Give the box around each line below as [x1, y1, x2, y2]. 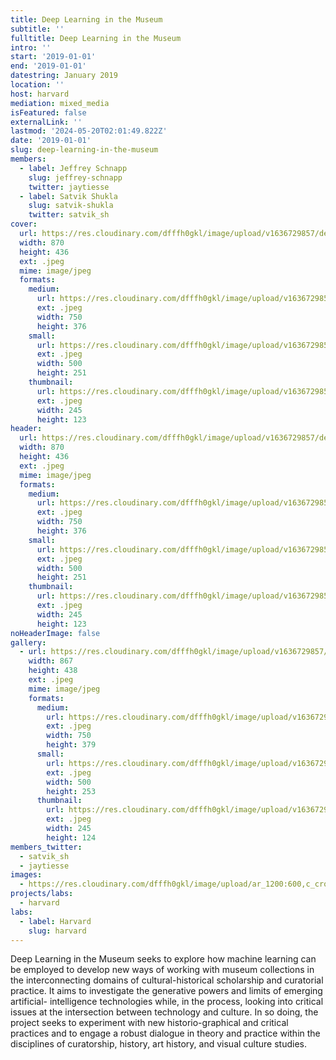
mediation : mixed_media [10, 98, 110, 108]
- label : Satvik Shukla [19, 191, 118, 201]
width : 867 [28, 656, 74, 666]
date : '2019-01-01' [10, 136, 92, 146]
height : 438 [28, 666, 78, 676]
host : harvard [10, 89, 70, 99]
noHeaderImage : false [10, 628, 101, 638]
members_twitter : [10, 842, 83, 852]
